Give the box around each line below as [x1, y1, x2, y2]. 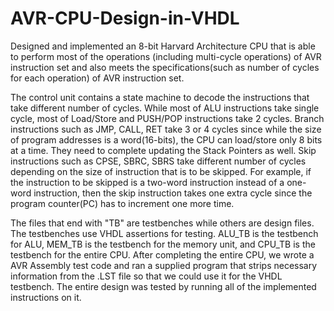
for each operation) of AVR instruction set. [10, 72, 185, 84]
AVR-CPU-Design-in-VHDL [10, 7, 240, 30]
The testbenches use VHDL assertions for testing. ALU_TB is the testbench [10, 227, 319, 239]
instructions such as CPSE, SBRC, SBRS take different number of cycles [10, 155, 307, 167]
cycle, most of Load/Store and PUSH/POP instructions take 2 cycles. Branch [10, 112, 325, 124]
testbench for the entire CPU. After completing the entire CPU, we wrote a [10, 248, 315, 261]
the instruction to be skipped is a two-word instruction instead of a [10, 176, 285, 188]
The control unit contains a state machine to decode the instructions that [10, 91, 310, 103]
